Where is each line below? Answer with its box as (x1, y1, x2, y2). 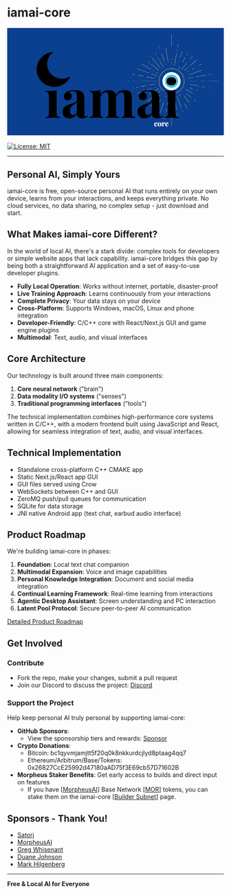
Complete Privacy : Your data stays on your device (16, 297, 161, 305)
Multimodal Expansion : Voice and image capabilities (16, 568, 167, 576)
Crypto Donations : (16, 742, 71, 750)
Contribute (7, 658, 45, 668)
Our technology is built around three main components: (7, 371, 164, 379)
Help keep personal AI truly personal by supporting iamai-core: (7, 714, 186, 722)
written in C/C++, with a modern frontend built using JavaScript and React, (7, 420, 219, 428)
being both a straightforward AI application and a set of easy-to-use (7, 261, 200, 269)
